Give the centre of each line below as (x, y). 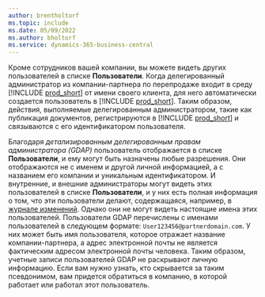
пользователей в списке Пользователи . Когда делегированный (116, 76)
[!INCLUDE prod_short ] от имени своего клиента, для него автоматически (132, 93)
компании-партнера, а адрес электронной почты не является (113, 243)
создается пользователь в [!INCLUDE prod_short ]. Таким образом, (120, 101)
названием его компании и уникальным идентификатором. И (112, 176)
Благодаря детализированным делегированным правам (105, 142)
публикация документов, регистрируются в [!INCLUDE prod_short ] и (123, 118)
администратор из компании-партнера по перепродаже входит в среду (131, 85)
